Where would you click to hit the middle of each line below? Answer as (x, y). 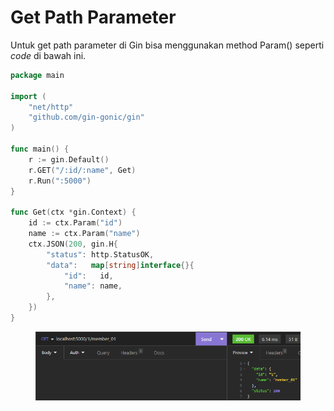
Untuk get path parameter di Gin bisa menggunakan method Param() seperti (167, 45)
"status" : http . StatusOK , (100, 254)
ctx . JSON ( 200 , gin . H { (73, 244)
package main (37, 75)
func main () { (40, 149)
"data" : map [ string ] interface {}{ (120, 265)
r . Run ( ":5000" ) (60, 181)
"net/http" (51, 107)
